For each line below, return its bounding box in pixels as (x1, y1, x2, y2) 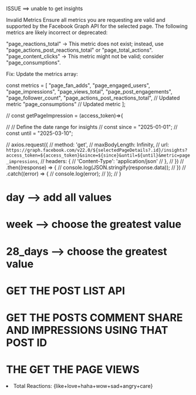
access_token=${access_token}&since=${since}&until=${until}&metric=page (6, 152, 191, 158)
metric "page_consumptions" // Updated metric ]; (6, 101, 126, 108)
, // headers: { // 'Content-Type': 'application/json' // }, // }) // (37, 158, 184, 164)
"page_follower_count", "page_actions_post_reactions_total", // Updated (6, 94, 180, 101)
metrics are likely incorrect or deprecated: (6, 29, 108, 36)
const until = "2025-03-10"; (6, 130, 73, 137)
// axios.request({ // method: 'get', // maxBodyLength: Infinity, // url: (6, 141, 169, 148)
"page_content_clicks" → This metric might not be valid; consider (6, 53, 164, 59)
